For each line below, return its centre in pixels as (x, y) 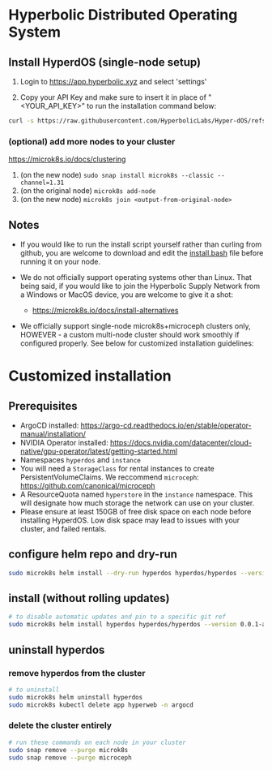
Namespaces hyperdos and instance (81, 459)
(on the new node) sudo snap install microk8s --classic (117, 175)
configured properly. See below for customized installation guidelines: (137, 343)
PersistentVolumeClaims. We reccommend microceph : (110, 477)
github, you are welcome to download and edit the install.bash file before (142, 252)
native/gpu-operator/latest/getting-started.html (99, 451)
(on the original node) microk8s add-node (88, 191)
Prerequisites (43, 406)
